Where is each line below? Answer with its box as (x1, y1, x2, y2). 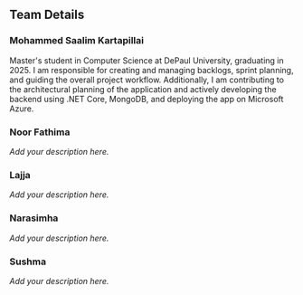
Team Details (9, 7, 85, 23)
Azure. (9, 103, 34, 114)
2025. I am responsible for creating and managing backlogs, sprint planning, (9, 64, 294, 75)
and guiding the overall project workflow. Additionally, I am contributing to (9, 74, 285, 85)
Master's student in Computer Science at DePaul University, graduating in (9, 54, 284, 66)
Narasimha (9, 212, 59, 224)
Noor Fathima (9, 126, 71, 138)
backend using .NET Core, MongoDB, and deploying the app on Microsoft (9, 93, 284, 104)
